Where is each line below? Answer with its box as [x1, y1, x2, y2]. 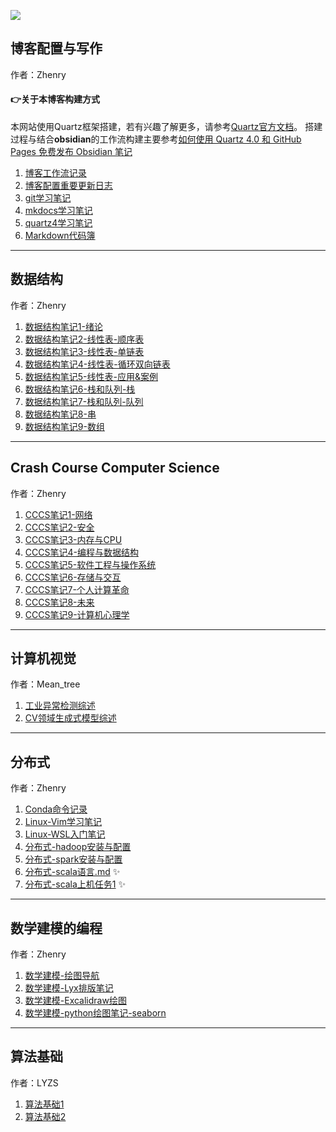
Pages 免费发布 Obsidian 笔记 [10, 146, 133, 158]
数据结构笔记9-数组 [24, 420, 105, 432]
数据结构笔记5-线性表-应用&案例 [24, 370, 158, 382]
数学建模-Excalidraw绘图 [24, 995, 127, 1007]
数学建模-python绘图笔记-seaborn [24, 1007, 167, 1019]
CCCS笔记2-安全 [24, 521, 95, 533]
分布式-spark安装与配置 [24, 853, 123, 865]
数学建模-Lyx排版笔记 [24, 982, 114, 994]
